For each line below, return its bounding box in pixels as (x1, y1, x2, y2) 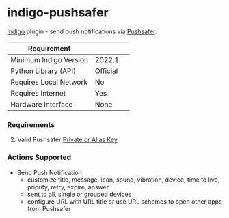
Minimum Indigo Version (10, 55, 89, 64)
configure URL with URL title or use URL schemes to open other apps (27, 197, 222, 206)
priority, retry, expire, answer (27, 182, 109, 191)
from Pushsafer (27, 204, 71, 213)
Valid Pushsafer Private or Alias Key (16, 135, 118, 144)
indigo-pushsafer (7, 5, 109, 21)
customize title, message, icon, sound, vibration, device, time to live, (27, 176, 220, 184)
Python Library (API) (10, 66, 77, 76)
